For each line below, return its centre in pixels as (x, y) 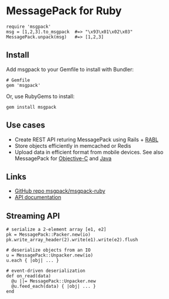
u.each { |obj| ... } (33, 261)
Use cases (26, 125)
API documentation (38, 197)
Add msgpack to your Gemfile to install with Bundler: (70, 69)
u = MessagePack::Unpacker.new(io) (50, 255)
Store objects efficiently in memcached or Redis (73, 145)
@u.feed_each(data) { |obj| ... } (54, 287)
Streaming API (33, 216)
